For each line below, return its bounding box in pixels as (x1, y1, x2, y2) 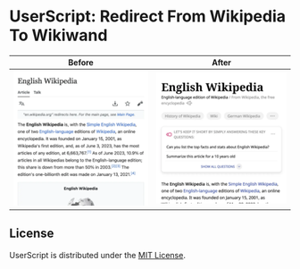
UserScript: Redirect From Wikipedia (9, 6, 287, 27)
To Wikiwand (9, 25, 108, 46)
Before (68, 57, 94, 68)
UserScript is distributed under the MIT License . (9, 249, 186, 260)
